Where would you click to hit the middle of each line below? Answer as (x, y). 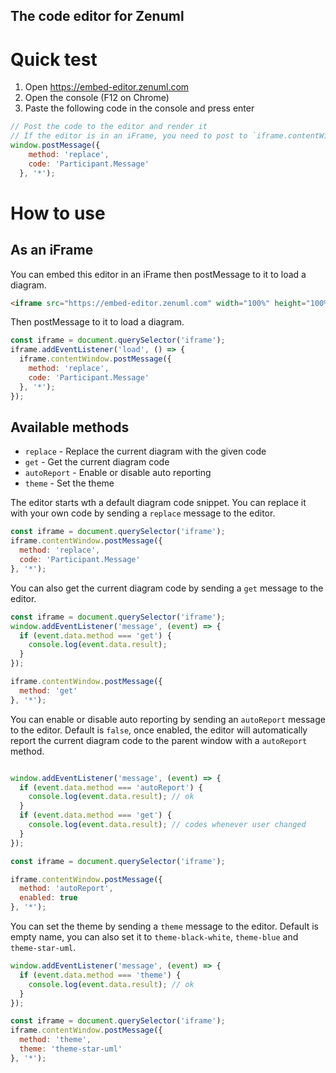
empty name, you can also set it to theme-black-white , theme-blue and (154, 937)
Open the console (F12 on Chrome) (97, 98)
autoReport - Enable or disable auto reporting (118, 473)
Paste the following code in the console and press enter (139, 108)
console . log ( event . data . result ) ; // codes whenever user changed (167, 825)
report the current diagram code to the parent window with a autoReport (159, 740)
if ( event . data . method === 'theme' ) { (100, 975)
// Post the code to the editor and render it (109, 127)
